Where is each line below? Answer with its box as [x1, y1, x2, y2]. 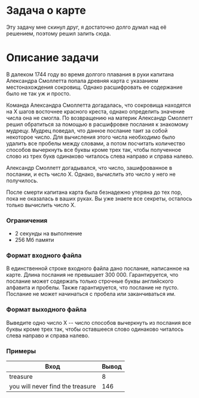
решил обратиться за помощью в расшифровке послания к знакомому [6, 121, 189, 128]
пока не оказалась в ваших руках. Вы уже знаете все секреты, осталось [6, 194, 192, 202]
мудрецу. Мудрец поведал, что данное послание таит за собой [6, 127, 168, 134]
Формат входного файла [6, 252, 82, 260]
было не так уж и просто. [6, 89, 71, 97]
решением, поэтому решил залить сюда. [6, 29, 111, 37]
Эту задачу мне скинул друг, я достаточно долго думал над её [6, 23, 167, 31]
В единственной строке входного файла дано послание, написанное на [6, 265, 190, 272]
